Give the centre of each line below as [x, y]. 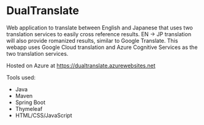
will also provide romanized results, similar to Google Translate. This [92, 40]
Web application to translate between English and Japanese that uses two [100, 28]
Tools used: [21, 77]
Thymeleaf [29, 108]
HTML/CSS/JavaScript [43, 115]
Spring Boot [30, 102]
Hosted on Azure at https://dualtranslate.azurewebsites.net [81, 66]
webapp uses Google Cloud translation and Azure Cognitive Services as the [102, 47]
